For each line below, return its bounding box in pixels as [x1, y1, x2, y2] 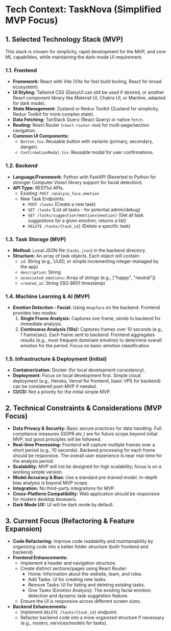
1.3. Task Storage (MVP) [5, 235, 66, 243]
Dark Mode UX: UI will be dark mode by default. [12, 502, 114, 508]
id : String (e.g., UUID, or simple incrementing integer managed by [20, 258, 159, 264]
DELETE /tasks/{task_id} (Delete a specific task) [28, 223, 131, 229]
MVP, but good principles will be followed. [12, 436, 102, 442]
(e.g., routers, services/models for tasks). [20, 620, 108, 626]
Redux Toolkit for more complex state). [12, 111, 94, 117]
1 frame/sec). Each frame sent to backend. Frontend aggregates [20, 332, 155, 338]
